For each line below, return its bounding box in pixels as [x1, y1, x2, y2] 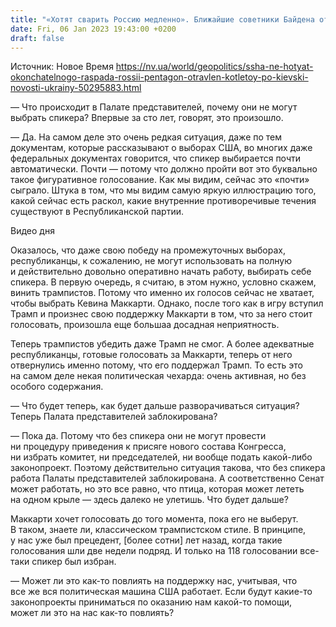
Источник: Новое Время [10, 61, 114, 73]
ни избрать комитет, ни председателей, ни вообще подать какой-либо [10, 451, 313, 463]
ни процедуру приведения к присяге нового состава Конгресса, [10, 441, 287, 453]
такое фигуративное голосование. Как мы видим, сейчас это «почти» [10, 174, 310, 186]
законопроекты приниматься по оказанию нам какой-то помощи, [10, 596, 292, 608]
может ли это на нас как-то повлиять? [10, 607, 175, 619]
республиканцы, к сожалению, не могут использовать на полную [10, 255, 293, 267]
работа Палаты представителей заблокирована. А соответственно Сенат [10, 472, 325, 485]
